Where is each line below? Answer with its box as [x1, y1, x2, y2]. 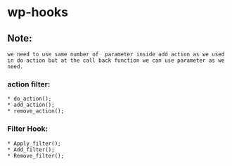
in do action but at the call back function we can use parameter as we [7, 57, 225, 64]
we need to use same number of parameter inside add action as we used [7, 51, 225, 58]
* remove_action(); [7, 108, 65, 115]
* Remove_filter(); [7, 152, 65, 159]
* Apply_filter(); [7, 140, 61, 147]
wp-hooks [7, 4, 69, 20]
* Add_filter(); [7, 146, 55, 153]
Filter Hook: [7, 124, 49, 134]
